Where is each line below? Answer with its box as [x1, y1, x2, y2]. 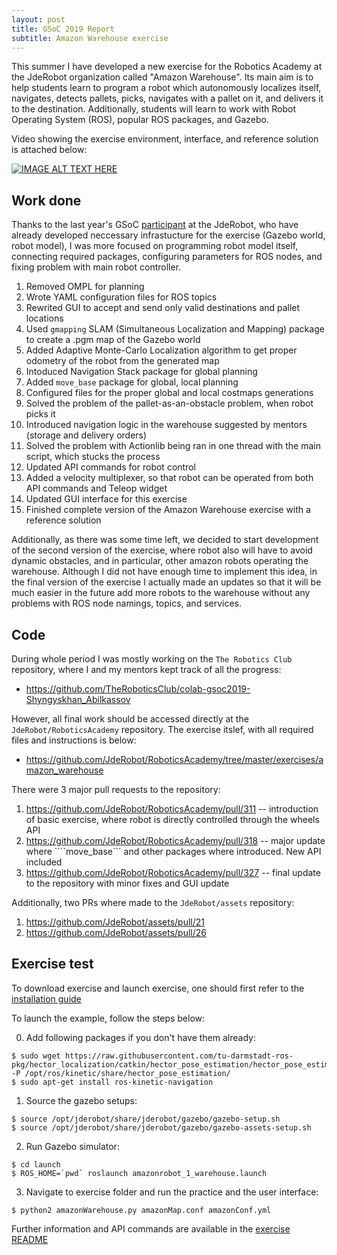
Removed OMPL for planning [25, 281, 145, 293]
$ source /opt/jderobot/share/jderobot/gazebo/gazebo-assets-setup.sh [11, 1122, 312, 1133]
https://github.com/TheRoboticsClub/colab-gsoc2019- [25, 683, 251, 695]
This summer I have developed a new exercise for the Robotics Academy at [11, 61, 323, 73]
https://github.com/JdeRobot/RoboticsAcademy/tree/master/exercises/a [25, 754, 324, 765]
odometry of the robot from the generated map [25, 355, 220, 367]
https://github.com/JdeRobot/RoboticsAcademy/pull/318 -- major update [25, 835, 326, 846]
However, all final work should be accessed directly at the [11, 713, 249, 725]
